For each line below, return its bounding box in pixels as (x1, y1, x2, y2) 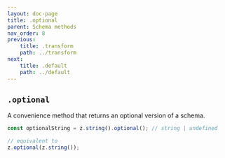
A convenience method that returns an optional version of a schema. (7, 111, 205, 120)
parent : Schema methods (7, 23, 77, 30)
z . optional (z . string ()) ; (7, 144, 80, 151)
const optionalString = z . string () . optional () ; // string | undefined (7, 125, 218, 132)
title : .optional (7, 17, 58, 24)
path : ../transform (20, 50, 77, 57)
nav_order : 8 (7, 29, 46, 37)
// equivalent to (7, 138, 58, 145)
